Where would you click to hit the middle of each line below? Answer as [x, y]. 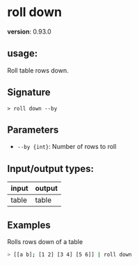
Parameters [33, 130]
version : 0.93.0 [30, 31]
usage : [23, 53]
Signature [29, 93]
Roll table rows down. [38, 70]
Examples [29, 225]
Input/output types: [51, 169]
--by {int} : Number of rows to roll [67, 147]
